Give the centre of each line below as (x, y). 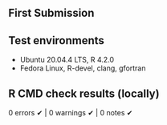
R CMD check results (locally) (84, 93)
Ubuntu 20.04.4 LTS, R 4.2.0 (67, 60)
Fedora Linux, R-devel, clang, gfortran (83, 68)
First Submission (51, 13)
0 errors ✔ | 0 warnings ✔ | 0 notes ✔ (71, 113)
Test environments (56, 40)
